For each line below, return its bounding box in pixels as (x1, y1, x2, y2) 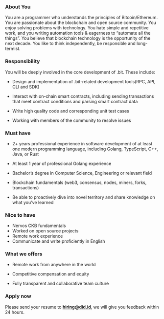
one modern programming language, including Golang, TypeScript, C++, (12, 146, 159, 152)
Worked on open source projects (12, 228, 79, 234)
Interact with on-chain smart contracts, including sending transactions (12, 93, 154, 99)
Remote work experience (12, 233, 63, 239)
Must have (5, 130, 31, 137)
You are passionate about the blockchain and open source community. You (5, 20, 157, 25)
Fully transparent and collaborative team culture (12, 280, 109, 287)
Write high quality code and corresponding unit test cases (12, 108, 130, 114)
